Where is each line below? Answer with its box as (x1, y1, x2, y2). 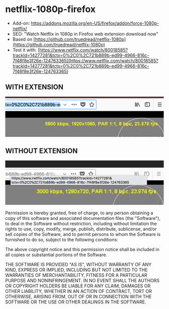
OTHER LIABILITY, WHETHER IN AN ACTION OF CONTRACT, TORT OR (5, 288, 152, 294)
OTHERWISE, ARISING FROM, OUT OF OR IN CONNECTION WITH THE (5, 293, 152, 299)
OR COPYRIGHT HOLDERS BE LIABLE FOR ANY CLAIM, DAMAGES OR (5, 283, 151, 289)
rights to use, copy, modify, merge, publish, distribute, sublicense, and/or (5, 225, 157, 232)
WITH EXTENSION (5, 83, 64, 92)
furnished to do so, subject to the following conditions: (5, 237, 118, 243)
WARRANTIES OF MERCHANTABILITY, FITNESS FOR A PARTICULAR (5, 272, 147, 278)
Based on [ (12, 36, 35, 42)
